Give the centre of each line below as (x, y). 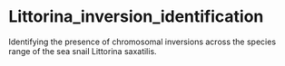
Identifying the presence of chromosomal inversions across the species (142, 42)
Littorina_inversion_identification (136, 17)
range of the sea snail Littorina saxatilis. (83, 51)
